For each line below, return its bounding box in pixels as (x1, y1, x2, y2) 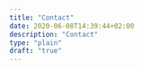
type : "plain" (9, 38, 63, 47)
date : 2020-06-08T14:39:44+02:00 (9, 22, 135, 30)
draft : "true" (9, 47, 63, 56)
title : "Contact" (9, 13, 75, 22)
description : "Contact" (9, 30, 99, 39)
